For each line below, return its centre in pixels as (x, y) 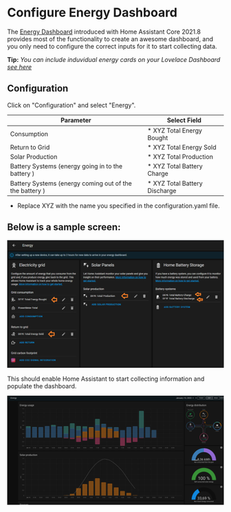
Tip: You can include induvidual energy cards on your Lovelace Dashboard (114, 59)
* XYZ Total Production (180, 157)
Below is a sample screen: (64, 227)
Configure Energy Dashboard (92, 13)
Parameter (76, 120)
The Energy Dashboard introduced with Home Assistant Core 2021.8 (104, 32)
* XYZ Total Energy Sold (182, 147)
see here (20, 67)
